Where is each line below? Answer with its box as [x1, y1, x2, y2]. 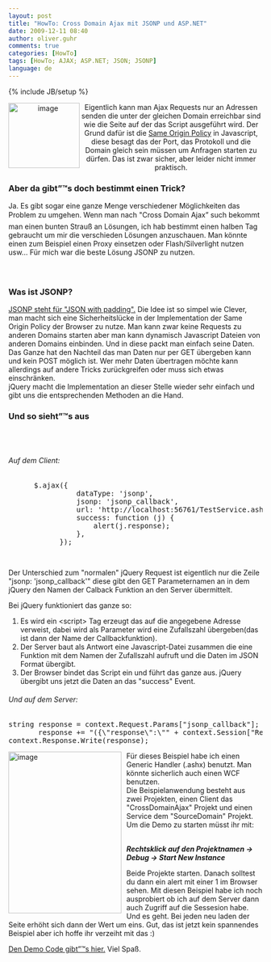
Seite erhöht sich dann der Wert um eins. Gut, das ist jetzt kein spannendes [8, 919, 259, 930]
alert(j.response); [93, 521, 171, 530]
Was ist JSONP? [8, 286, 73, 297]
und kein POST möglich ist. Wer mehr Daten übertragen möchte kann [8, 356, 239, 365]
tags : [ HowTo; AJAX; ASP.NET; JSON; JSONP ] [8, 57, 157, 65]
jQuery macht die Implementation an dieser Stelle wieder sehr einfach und [8, 382, 256, 391]
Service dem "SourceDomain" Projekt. [126, 811, 254, 821]
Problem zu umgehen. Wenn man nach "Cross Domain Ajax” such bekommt [8, 210, 261, 220]
